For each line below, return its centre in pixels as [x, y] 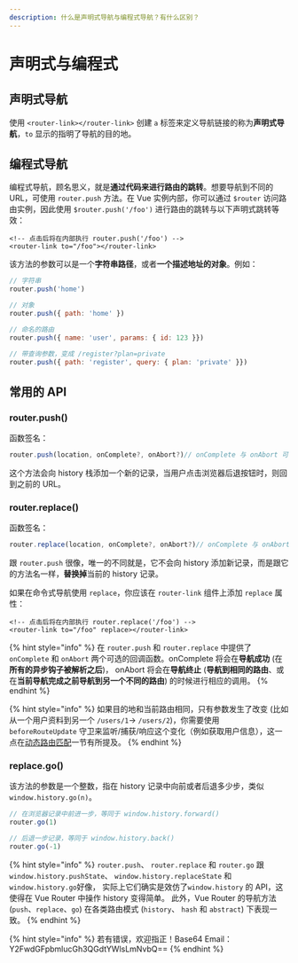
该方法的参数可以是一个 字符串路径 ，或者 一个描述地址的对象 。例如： [133, 264]
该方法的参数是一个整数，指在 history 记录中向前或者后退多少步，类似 [137, 787]
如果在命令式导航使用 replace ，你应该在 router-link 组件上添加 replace [141, 593]
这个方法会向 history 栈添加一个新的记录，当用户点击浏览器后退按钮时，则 [145, 473]
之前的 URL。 [41, 484]
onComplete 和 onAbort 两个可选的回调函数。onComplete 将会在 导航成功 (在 [146, 659]
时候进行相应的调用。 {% [223, 681]
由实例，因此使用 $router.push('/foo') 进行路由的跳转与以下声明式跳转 [141, 209]
